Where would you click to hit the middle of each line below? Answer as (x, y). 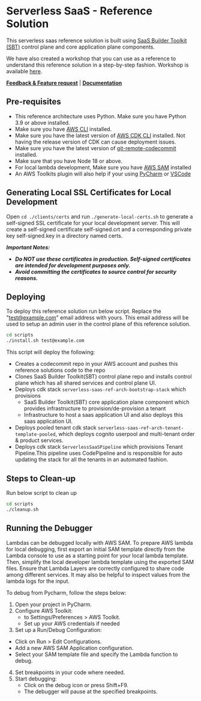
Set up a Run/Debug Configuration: (58, 630)
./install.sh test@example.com (45, 341)
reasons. (26, 278)
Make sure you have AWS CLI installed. (63, 129)
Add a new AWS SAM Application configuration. (74, 648)
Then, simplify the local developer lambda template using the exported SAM (100, 562)
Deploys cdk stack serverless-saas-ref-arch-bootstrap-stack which (100, 389)
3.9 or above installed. (42, 123)
